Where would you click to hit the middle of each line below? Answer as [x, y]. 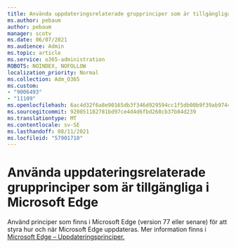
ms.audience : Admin [36, 46]
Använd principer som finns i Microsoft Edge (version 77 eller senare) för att [117, 222]
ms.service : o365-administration [56, 60]
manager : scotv [29, 33]
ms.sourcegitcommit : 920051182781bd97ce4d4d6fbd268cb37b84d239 [102, 112]
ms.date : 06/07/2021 [38, 40]
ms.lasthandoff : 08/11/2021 [48, 131]
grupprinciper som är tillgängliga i [108, 188]
